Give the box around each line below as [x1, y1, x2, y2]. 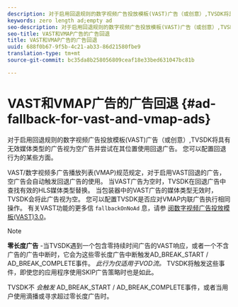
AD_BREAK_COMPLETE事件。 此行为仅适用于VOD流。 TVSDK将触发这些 [7, 259, 219, 267]
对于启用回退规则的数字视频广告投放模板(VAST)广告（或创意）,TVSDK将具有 [7, 135, 231, 144]
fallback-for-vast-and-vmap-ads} [7, 111, 211, 127]
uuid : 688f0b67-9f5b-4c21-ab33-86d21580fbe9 [7, 43, 141, 50]
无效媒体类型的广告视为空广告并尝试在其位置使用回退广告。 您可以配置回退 [7, 144, 227, 152]
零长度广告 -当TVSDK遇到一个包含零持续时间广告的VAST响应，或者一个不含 [7, 241, 229, 250]
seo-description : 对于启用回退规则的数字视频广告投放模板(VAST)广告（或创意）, [7, 23, 221, 30]
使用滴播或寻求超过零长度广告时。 [13, 291, 113, 300]
